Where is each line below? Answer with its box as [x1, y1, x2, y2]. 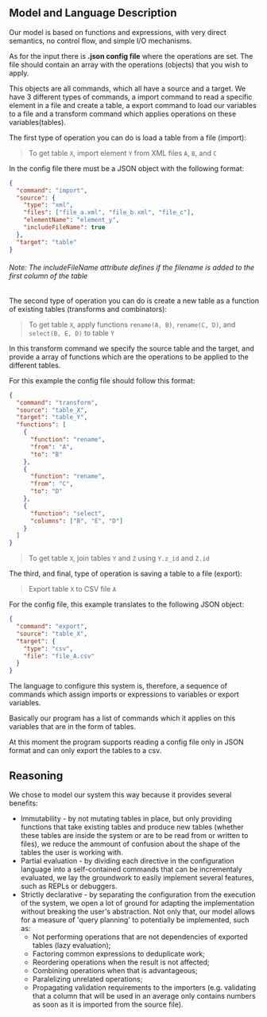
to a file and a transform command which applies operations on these [9, 109, 237, 118]
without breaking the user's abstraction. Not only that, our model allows [20, 906, 255, 916]
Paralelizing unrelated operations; [32, 974, 143, 984]
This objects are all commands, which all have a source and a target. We [9, 83, 246, 93]
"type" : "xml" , [23, 201, 74, 209]
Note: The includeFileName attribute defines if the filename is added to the [9, 262, 255, 273]
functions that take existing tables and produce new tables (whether [20, 822, 245, 832]
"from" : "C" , [29, 480, 74, 488]
